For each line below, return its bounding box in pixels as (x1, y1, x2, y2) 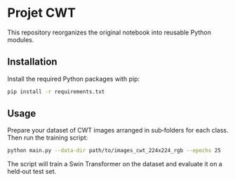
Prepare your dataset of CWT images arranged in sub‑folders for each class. (7, 126, 229, 135)
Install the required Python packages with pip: (7, 74, 140, 83)
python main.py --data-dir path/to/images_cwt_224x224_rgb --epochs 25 (7, 147, 221, 154)
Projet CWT (7, 5, 76, 21)
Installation (7, 56, 58, 68)
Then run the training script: (7, 133, 88, 142)
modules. (7, 35, 34, 43)
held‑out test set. (7, 167, 57, 176)
